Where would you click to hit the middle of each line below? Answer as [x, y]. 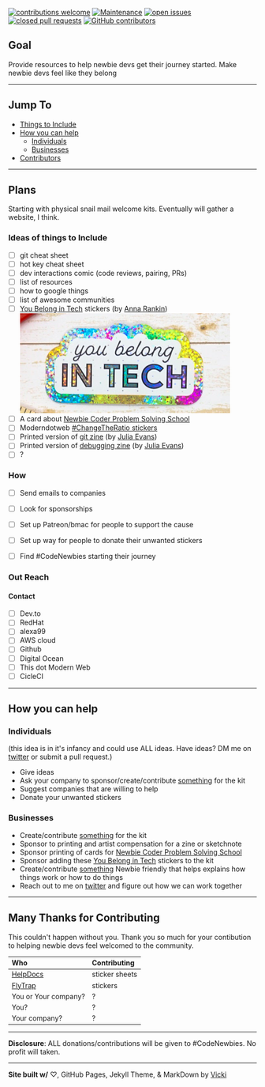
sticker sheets [115, 974]
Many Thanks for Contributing [84, 918]
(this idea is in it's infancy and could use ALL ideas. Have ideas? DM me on [130, 749]
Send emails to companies [63, 493]
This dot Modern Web [55, 667]
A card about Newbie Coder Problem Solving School [105, 419]
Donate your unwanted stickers [71, 798]
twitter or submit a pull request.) [60, 757]
